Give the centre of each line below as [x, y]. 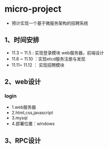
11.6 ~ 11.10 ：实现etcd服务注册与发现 [48, 59]
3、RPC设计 [23, 140]
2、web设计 [23, 82]
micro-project [33, 9]
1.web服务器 [24, 107]
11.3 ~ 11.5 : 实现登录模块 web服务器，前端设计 [58, 53]
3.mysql [19, 118]
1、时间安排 [22, 40]
